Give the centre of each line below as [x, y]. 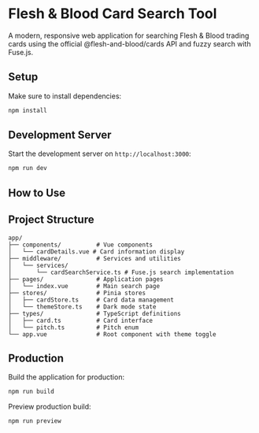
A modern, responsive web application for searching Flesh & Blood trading [129, 35]
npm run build [31, 392]
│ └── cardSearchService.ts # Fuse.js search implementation [121, 272]
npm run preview [35, 421]
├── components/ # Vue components [81, 245]
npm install [28, 110]
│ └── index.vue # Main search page [84, 286]
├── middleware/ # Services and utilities [94, 258]
